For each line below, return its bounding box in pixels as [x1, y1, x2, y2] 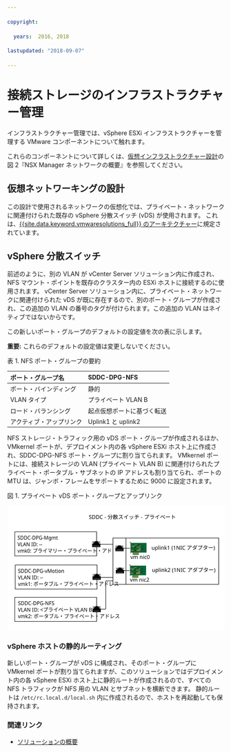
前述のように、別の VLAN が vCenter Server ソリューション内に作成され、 [7, 270, 219, 278]
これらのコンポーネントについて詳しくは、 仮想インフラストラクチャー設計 [7, 152, 219, 160]
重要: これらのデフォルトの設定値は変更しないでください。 [7, 342, 174, 351]
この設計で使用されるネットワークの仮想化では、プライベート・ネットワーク [7, 202, 225, 210]
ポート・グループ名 [10, 373, 65, 382]
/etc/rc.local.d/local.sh [20, 694, 95, 701]
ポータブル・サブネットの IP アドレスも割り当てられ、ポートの [43, 469, 222, 477]
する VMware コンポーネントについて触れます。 [12, 137, 148, 145]
